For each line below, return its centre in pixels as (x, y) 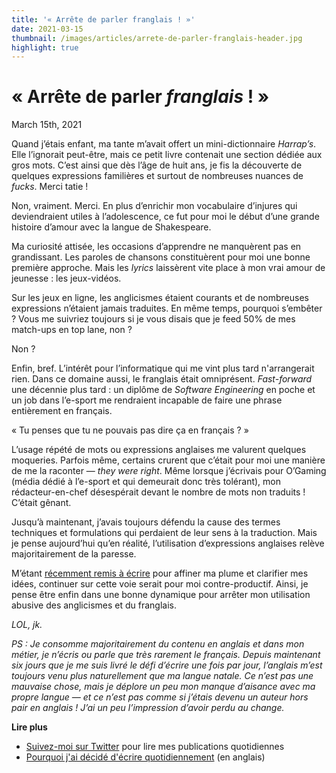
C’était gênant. (41, 503)
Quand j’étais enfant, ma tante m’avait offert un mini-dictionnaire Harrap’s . (164, 144)
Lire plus (29, 727)
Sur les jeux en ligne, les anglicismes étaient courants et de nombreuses (160, 298)
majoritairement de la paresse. (74, 554)
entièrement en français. (62, 411)
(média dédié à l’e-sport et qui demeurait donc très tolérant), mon (146, 482)
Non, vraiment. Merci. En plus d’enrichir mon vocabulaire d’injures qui (154, 206)
